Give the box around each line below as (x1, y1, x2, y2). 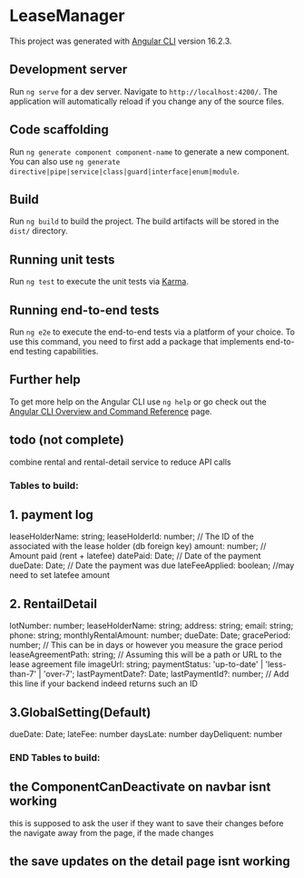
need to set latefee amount (9, 570, 111, 581)
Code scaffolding (9, 122, 109, 137)
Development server (9, 62, 128, 77)
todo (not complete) (9, 433, 124, 448)
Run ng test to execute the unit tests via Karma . (9, 276, 189, 287)
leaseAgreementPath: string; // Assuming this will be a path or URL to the (9, 649, 282, 660)
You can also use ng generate (9, 155, 121, 166)
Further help (9, 372, 82, 387)
